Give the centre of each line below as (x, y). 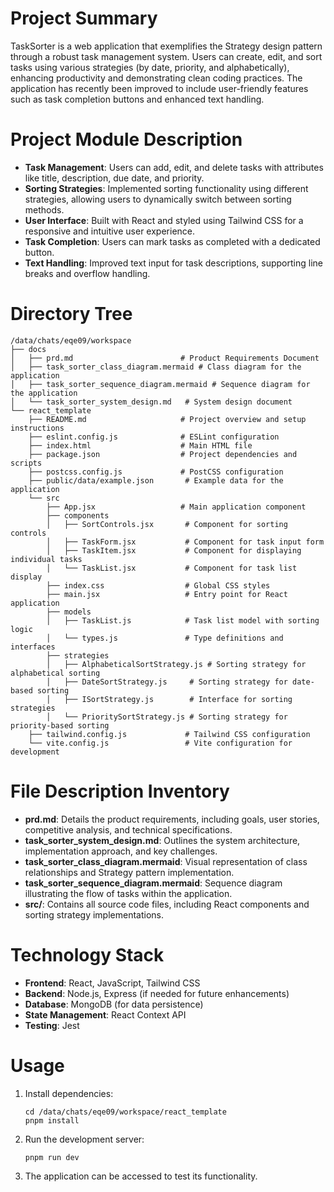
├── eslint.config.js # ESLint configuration (154, 437)
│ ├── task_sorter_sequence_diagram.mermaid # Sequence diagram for (160, 384)
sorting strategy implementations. (94, 914)
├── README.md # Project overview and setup (167, 419)
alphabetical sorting (55, 673)
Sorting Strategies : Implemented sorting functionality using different (166, 188)
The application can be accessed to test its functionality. (141, 1176)
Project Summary (84, 18)
